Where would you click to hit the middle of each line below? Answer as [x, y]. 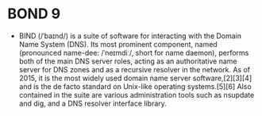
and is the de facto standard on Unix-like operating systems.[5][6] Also [135, 86]
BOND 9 [34, 14]
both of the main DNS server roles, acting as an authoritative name [128, 61]
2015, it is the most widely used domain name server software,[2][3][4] [135, 78]
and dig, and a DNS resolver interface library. [93, 103]
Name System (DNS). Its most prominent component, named [118, 44]
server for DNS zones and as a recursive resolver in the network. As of [135, 69]
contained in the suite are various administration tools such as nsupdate [137, 95]
